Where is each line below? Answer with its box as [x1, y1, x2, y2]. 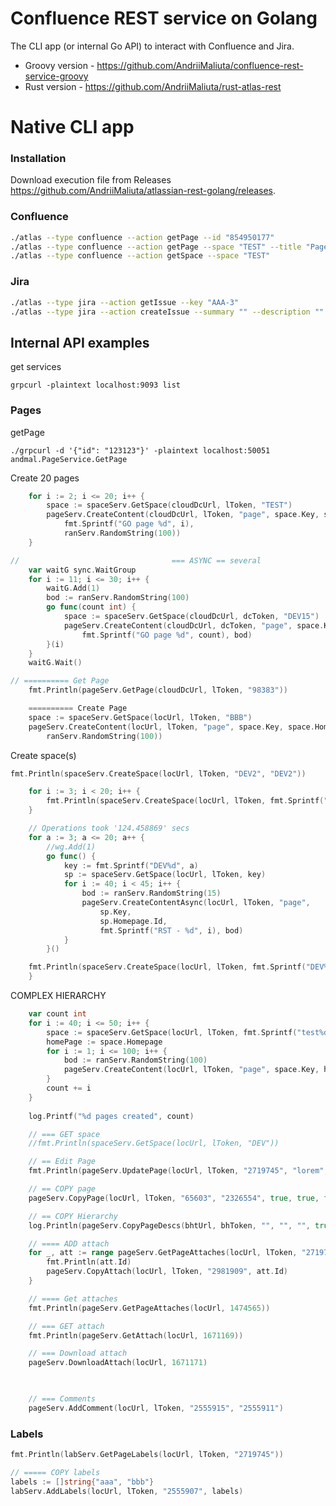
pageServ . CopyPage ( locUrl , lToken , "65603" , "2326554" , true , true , [28, 1193, 320, 1203]
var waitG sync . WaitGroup [28, 565, 137, 575]
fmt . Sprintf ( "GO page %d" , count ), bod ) [81, 630, 253, 640]
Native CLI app [10, 116, 135, 139]
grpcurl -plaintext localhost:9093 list [10, 380, 182, 391]
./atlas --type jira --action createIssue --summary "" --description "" [10, 307, 325, 317]
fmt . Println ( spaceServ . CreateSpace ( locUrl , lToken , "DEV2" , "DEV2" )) [10, 768, 307, 779]
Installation [10, 152, 67, 166]
